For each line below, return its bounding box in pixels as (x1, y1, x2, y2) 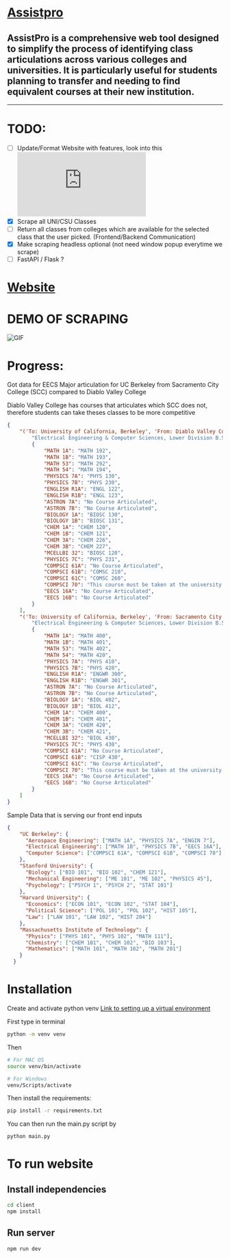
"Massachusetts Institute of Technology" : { (19, 926, 149, 933)
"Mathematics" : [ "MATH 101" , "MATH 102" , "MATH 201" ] (25, 946, 183, 953)
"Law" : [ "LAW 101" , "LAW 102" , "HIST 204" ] (25, 914, 152, 921)
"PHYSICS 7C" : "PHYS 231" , (43, 556, 121, 563)
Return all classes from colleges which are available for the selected (16, 225, 209, 234)
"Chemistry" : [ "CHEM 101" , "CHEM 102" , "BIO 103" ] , (25, 939, 176, 946)
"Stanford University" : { (19, 863, 94, 870)
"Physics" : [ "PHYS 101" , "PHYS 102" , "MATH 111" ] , (25, 933, 173, 940)
